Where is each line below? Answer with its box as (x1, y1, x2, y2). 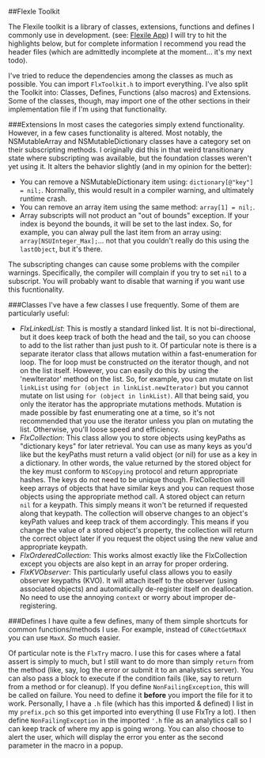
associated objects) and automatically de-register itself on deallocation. (19, 584, 254, 594)
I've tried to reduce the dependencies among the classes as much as (8, 71, 233, 80)
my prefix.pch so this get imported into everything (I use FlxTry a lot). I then (8, 707, 256, 716)
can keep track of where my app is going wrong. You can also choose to (8, 724, 244, 733)
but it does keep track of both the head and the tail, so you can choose (19, 332, 251, 341)
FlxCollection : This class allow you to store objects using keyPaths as (19, 433, 246, 442)
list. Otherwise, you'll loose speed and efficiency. (19, 424, 180, 434)
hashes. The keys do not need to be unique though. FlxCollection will (19, 475, 245, 485)
